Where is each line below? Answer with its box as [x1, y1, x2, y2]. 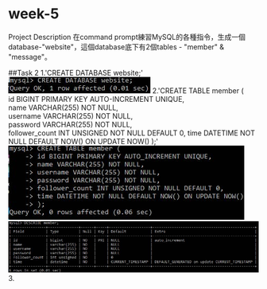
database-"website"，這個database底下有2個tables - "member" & [8, 41, 225, 52]
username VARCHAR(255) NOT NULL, [8, 111, 133, 120]
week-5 [8, 5, 60, 23]
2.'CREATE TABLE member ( [152, 85, 244, 96]
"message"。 [8, 52, 52, 61]
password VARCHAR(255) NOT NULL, [8, 119, 133, 129]
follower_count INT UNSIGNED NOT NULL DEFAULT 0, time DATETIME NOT [8, 128, 256, 138]
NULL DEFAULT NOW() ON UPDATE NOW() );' [8, 136, 159, 146]
